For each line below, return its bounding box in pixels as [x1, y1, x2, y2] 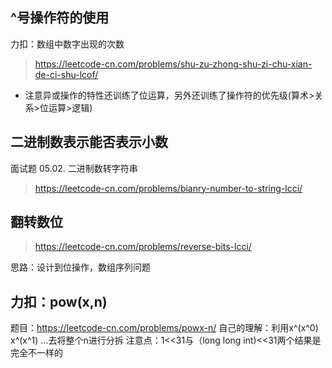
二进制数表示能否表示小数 [10, 134, 168, 151]
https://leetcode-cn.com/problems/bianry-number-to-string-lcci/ [34, 182, 303, 194]
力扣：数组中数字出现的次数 [10, 38, 125, 50]
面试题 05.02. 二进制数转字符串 [10, 162, 138, 174]
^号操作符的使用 [10, 9, 110, 27]
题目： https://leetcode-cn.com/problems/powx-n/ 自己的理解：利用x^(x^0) [10, 322, 319, 334]
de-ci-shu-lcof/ [34, 68, 99, 80]
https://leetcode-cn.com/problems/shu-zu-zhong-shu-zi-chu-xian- [34, 58, 313, 70]
